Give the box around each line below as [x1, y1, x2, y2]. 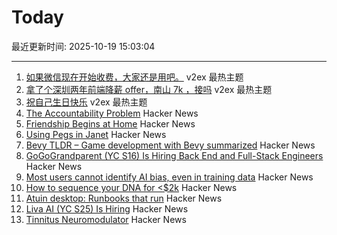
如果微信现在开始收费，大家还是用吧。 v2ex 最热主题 [25, 71, 244, 83]
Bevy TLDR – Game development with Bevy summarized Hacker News [25, 139, 316, 151]
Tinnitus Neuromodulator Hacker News [25, 213, 187, 225]
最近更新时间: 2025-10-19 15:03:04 [11, 40, 156, 52]
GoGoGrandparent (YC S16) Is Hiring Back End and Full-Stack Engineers [25, 149, 324, 161]
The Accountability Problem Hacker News [25, 107, 199, 119]
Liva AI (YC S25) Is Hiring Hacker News [25, 202, 189, 215]
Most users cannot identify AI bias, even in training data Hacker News [25, 171, 314, 183]
